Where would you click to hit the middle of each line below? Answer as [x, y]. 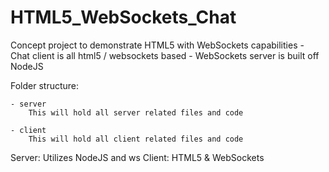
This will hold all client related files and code [136, 139]
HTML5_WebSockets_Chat [123, 17]
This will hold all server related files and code [136, 112]
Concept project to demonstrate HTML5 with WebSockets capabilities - [157, 45]
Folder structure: [45, 85]
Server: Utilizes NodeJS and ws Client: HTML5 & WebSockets [137, 157]
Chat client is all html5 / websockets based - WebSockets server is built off [165, 55]
